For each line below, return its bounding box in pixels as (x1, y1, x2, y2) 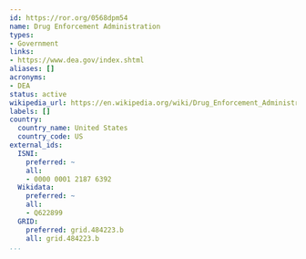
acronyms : (9, 73, 47, 82)
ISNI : (17, 149, 39, 158)
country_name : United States (17, 124, 128, 133)
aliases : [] (9, 65, 55, 74)
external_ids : (9, 140, 64, 150)
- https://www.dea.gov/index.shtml (9, 56, 145, 65)
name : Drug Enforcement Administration (9, 22, 161, 31)
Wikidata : (17, 183, 55, 192)
